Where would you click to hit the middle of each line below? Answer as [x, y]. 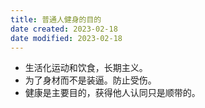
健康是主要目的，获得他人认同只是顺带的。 [112, 93]
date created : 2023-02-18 [64, 29]
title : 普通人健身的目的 [56, 19]
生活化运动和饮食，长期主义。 [86, 68]
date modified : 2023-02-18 [66, 38]
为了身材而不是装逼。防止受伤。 [90, 80]
